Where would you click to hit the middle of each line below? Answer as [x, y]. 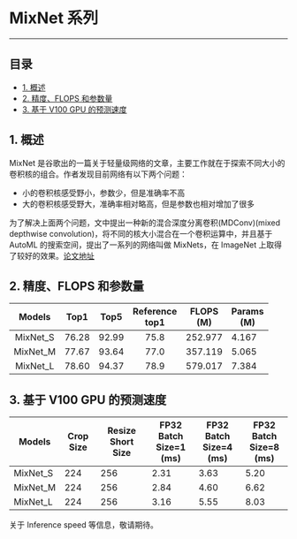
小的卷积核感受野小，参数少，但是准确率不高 [103, 193]
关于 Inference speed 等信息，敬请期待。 [84, 525]
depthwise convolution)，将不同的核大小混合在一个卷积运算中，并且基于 [141, 233]
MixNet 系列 [54, 18]
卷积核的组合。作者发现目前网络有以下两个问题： [98, 174]
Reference [155, 312]
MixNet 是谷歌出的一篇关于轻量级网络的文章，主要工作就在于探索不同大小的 [147, 163]
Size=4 [217, 447]
